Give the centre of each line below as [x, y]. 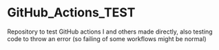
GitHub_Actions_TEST [71, 13]
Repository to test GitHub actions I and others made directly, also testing [110, 32]
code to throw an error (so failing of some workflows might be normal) [107, 38]
